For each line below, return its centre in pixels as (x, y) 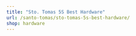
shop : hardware (26, 23)
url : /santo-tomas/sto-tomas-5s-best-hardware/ (68, 18)
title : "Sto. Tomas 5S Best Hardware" (56, 12)
